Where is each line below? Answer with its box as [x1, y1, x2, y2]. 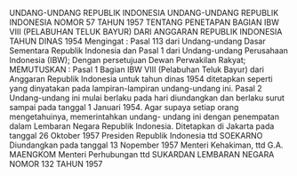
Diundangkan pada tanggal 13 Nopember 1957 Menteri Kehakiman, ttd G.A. [9, 140, 284, 150]
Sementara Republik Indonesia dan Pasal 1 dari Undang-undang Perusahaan [9, 45, 289, 56]
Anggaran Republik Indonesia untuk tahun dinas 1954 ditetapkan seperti [9, 74, 273, 84]
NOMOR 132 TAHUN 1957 [9, 159, 103, 169]
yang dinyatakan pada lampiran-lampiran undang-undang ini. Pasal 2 [9, 84, 262, 93]
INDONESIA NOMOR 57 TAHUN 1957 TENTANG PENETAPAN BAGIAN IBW [9, 17, 280, 28]
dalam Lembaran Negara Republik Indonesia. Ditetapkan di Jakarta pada [9, 121, 275, 132]
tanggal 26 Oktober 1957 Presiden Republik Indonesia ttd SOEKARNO [9, 131, 263, 140]
